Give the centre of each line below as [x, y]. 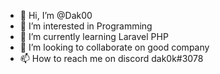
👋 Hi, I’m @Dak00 [56, 15]
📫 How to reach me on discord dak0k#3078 [111, 58]
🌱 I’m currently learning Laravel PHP [94, 36]
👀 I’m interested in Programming [86, 26]
